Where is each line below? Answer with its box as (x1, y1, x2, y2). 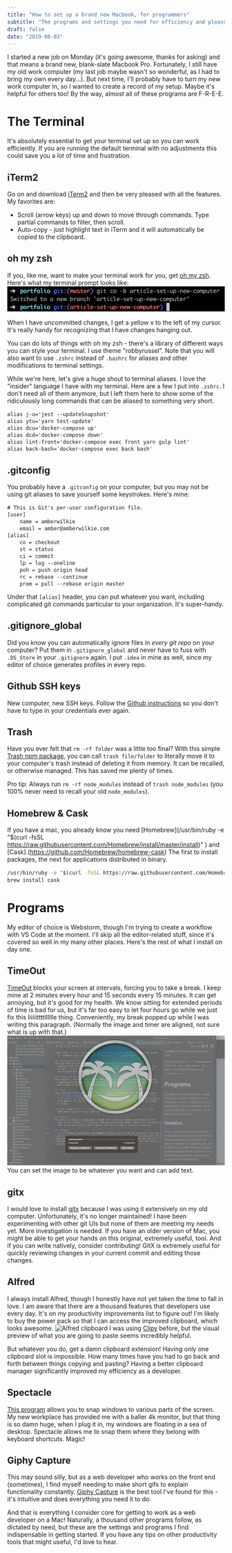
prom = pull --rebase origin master (19, 580, 126, 588)
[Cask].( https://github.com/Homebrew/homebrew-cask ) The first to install (7, 848, 218, 856)
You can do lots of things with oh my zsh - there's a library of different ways (7, 339, 224, 347)
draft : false (7, 26, 45, 33)
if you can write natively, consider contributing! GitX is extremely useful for (7, 1242, 220, 1250)
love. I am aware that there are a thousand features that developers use (7, 1302, 211, 1310)
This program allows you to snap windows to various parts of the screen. (7, 1405, 215, 1413)
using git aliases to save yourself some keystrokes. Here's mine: (7, 490, 190, 498)
